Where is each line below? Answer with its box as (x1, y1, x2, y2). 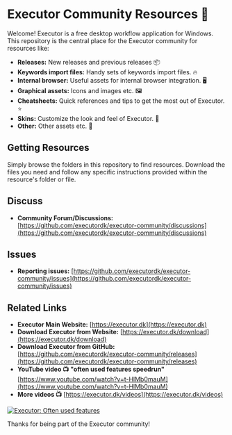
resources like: (7, 44, 50, 52)
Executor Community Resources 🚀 (7, 6, 209, 22)
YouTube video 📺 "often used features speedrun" (17, 365, 165, 374)
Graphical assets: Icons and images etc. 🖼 (17, 86, 142, 95)
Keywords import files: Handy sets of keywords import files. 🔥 (17, 67, 198, 76)
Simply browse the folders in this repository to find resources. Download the (7, 160, 226, 169)
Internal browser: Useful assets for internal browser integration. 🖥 (17, 76, 207, 84)
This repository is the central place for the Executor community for (7, 36, 198, 44)
